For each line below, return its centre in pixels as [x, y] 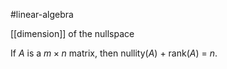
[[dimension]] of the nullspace [72, 33]
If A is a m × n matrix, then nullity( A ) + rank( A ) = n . [114, 53]
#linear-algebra [42, 14]
